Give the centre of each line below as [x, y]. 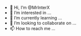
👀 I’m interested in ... [30, 13]
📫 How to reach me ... [32, 28]
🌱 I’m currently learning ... [36, 18]
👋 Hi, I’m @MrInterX [30, 8]
